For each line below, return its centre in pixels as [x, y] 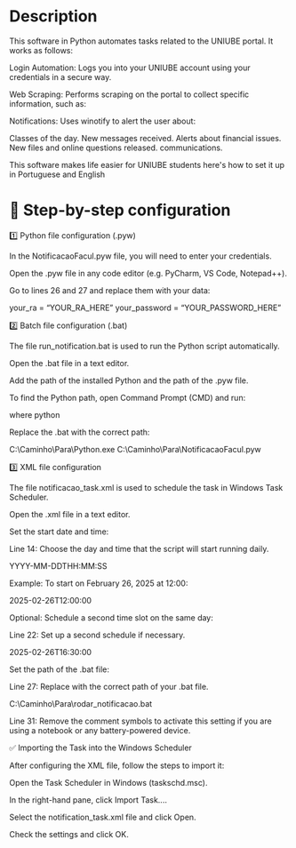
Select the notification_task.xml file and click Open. [103, 817]
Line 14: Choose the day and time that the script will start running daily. [139, 548]
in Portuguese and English [57, 174]
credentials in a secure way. [60, 76]
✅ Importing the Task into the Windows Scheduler [101, 748]
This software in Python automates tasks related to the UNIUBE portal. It [141, 41]
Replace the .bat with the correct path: [80, 432]
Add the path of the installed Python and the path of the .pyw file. [129, 380]
